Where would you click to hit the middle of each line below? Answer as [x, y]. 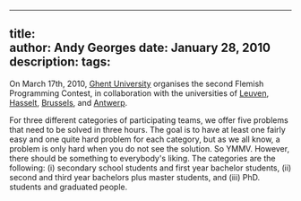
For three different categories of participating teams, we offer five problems [149, 120]
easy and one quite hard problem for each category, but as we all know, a [145, 139]
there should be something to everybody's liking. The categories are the [142, 158]
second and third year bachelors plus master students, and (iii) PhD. [135, 177]
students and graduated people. [69, 187]
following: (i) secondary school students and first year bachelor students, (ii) [150, 168]
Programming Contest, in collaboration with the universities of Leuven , [139, 93]
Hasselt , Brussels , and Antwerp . [69, 102]
